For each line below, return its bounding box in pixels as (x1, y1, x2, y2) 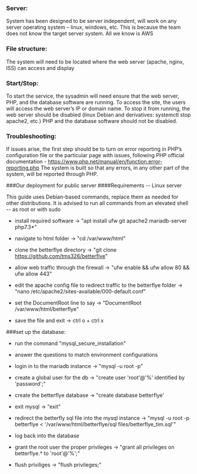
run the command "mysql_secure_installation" (14, 340, 126, 347)
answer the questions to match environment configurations (14, 352, 158, 359)
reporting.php (6, 164, 39, 171)
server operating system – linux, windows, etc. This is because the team (6, 24, 181, 31)
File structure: (6, 45, 48, 53)
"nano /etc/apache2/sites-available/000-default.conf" (14, 288, 146, 295)
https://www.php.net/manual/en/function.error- (48, 158, 163, 165)
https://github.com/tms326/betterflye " (14, 253, 108, 260)
